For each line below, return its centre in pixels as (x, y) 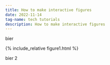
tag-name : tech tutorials (32, 19)
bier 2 (11, 58)
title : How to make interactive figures (49, 10)
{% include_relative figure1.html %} (42, 48)
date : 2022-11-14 (24, 15)
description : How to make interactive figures (55, 24)
